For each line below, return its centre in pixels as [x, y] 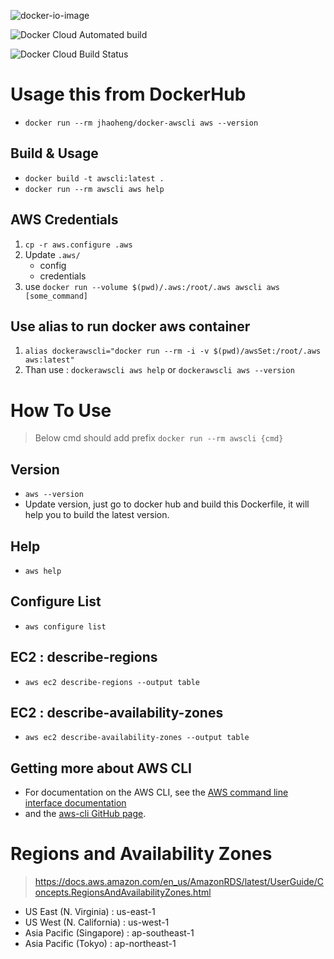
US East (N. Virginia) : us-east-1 [90, 912]
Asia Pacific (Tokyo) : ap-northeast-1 [100, 944]
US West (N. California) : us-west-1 [97, 922]
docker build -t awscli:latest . [94, 178]
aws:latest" [49, 360]
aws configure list [65, 626]
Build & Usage [54, 153]
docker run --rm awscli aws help [94, 189]
